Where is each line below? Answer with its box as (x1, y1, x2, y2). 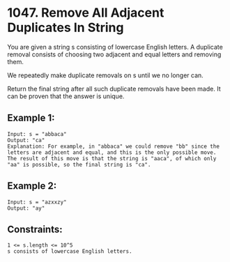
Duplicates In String (7, 20, 124, 36)
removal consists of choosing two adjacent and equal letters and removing (7, 50, 222, 59)
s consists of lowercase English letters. (7, 248, 132, 255)
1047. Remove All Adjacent (7, 5, 164, 21)
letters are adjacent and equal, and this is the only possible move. (7, 148, 217, 156)
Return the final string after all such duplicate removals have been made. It (7, 84, 221, 93)
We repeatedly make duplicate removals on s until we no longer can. (7, 71, 204, 79)
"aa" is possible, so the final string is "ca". (7, 161, 151, 168)
